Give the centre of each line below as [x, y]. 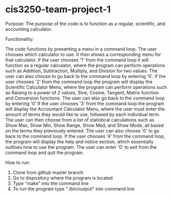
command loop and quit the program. [45, 152]
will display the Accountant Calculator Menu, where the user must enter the [85, 109]
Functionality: [20, 39]
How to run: [18, 162]
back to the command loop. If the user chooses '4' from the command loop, [85, 136]
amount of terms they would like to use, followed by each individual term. [83, 114]
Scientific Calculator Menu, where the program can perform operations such [86, 87]
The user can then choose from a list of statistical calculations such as [80, 120]
